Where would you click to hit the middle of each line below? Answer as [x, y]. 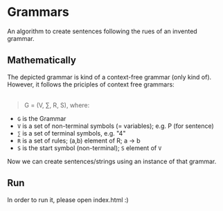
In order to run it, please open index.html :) [68, 200]
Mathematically [42, 61]
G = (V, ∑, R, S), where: [57, 105]
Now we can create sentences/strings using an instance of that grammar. [112, 161]
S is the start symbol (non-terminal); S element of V [89, 148]
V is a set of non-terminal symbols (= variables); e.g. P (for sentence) [116, 126]
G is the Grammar [42, 118]
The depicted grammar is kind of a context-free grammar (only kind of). [109, 77]
